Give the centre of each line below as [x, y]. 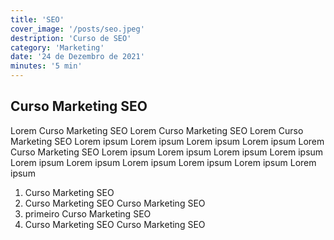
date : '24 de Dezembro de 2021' [77, 57]
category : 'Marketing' [57, 47]
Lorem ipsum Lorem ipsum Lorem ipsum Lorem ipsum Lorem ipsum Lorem [163, 162]
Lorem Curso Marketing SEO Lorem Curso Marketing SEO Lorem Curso [157, 130]
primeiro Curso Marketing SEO [88, 213]
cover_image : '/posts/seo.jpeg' [77, 29]
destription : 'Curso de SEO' [71, 38]
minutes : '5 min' [46, 66]
